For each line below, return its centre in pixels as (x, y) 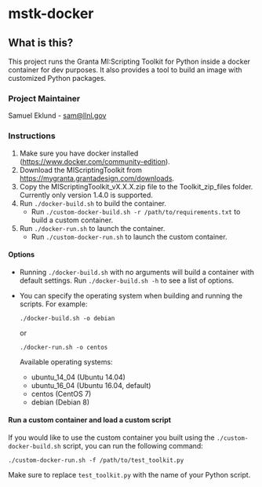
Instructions (32, 136)
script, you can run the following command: (133, 446)
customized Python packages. (57, 78)
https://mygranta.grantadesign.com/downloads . (97, 178)
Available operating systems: (66, 361)
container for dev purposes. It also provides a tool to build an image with (125, 70)
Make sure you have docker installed (79, 153)
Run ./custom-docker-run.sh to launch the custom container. (129, 236)
